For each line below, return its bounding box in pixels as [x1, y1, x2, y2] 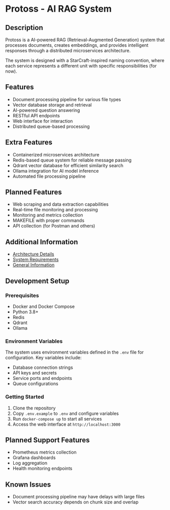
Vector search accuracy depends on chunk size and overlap [12, 499, 139, 505]
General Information [12, 262, 55, 268]
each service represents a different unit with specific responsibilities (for [5, 63, 157, 69]
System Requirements [12, 257, 59, 263]
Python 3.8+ [12, 308, 39, 315]
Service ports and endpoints [12, 375, 73, 381]
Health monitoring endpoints [12, 465, 73, 471]
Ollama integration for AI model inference [12, 168, 99, 174]
